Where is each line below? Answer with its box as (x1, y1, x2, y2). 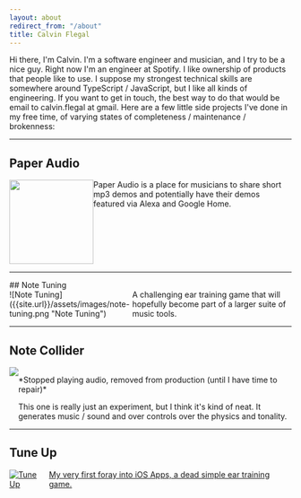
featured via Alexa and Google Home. (93, 198, 232, 209)
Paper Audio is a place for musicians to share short (93, 179, 282, 190)
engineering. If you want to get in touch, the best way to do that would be (9, 92, 280, 103)
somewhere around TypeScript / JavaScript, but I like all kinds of (9, 83, 248, 94)
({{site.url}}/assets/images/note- (9, 299, 130, 310)
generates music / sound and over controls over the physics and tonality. (18, 411, 288, 422)
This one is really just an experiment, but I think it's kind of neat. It (18, 401, 262, 412)
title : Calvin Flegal (9, 30, 90, 39)
